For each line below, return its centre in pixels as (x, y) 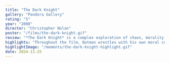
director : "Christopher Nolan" (38, 28)
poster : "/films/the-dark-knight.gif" (46, 33)
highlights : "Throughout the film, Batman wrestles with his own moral (82, 42)
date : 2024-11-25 (24, 51)
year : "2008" (19, 24)
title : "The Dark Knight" (32, 10)
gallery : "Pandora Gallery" (35, 14)
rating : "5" (18, 19)
